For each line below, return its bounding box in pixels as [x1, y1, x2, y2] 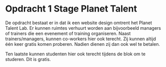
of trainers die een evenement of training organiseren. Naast [5, 30, 131, 36]
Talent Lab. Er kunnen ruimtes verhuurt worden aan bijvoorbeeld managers [5, 25, 161, 31]
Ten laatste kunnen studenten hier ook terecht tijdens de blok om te [5, 51, 146, 57]
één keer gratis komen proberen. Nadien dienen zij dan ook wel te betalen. [5, 41, 160, 47]
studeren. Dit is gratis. [5, 56, 51, 62]
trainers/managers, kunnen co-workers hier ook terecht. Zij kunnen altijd [5, 36, 156, 42]
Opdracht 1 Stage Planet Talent [5, 3, 137, 15]
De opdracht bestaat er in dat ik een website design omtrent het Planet [5, 20, 152, 26]
